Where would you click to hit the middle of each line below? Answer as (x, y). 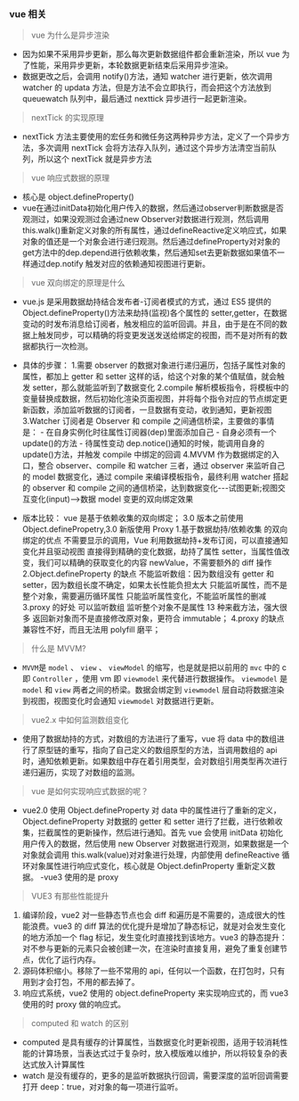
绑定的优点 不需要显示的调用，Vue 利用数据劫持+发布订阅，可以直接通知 (155, 541)
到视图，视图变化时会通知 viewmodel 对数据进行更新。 (121, 701)
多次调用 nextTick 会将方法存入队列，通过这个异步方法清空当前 (153, 148)
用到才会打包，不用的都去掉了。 (81, 982)
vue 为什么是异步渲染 (70, 35)
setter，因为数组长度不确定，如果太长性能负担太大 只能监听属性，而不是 (154, 585)
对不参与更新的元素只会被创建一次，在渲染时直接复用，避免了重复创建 (151, 948)
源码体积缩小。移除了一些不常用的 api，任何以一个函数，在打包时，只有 (154, 971)
